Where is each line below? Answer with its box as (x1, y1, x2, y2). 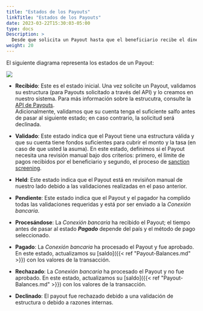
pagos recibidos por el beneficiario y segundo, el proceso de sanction (14, 158, 190, 165)
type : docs (6, 25, 34, 32)
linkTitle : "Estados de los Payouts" (6, 14, 101, 21)
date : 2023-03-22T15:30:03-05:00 (6, 20, 91, 26)
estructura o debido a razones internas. (14, 298, 114, 306)
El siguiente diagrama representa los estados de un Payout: (6, 59, 154, 66)
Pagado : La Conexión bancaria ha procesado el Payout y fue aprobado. (14, 243, 195, 251)
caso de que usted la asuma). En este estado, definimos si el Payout (14, 145, 185, 152)
